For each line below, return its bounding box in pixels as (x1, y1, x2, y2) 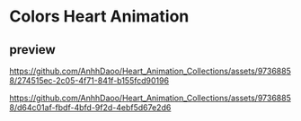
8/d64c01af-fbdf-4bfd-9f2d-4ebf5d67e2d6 (9, 102, 172, 113)
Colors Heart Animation (9, 6, 190, 27)
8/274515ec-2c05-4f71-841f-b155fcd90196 (9, 75, 169, 86)
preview (9, 42, 56, 57)
